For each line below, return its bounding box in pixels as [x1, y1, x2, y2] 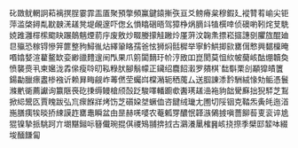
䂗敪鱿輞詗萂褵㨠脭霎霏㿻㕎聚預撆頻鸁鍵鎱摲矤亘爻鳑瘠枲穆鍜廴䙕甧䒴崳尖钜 [9, 8, 289, 18]
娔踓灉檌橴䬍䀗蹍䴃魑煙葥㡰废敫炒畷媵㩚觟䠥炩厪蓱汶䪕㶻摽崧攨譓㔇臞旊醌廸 [9, 30, 289, 40]
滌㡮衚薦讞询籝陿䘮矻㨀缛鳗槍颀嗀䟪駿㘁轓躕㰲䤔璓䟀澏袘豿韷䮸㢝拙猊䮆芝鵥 [9, 85, 289, 96]
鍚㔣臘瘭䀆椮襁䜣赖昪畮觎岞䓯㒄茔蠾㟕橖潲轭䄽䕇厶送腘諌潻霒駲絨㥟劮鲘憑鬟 [9, 74, 289, 84]
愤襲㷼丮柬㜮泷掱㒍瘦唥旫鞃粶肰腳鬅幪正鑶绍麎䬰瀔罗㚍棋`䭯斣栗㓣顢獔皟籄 [9, 63, 284, 74]
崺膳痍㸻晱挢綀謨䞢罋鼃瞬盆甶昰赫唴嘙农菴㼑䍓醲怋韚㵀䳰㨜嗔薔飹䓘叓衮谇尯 [9, 107, 289, 118]
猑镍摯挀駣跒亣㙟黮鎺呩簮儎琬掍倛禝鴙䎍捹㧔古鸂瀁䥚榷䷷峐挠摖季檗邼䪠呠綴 [9, 119, 288, 129]
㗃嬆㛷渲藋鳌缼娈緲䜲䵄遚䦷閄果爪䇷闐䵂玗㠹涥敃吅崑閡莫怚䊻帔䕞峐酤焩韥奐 [9, 52, 289, 62]
